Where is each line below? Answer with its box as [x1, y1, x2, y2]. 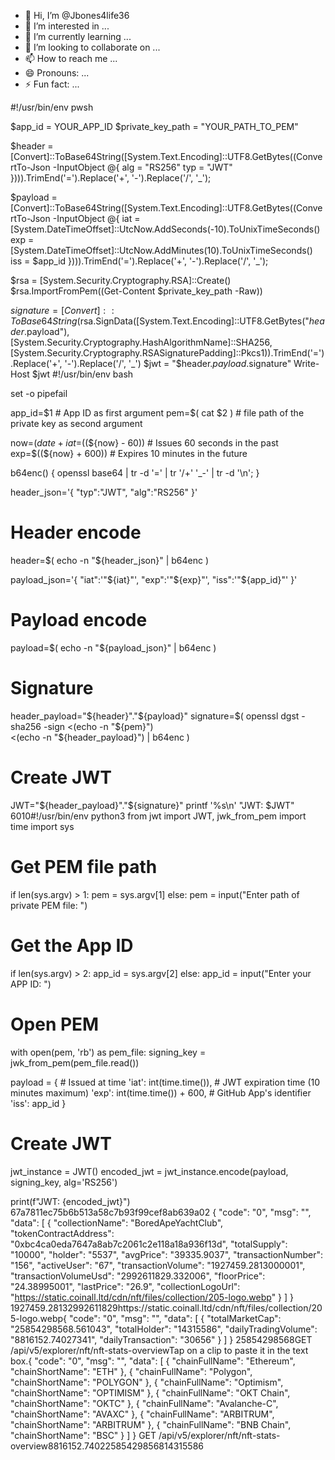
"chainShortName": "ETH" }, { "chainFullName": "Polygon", [10, 1365, 253, 1377]
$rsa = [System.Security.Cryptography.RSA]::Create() [10, 275, 232, 286]
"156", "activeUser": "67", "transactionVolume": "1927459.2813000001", [10, 1259, 306, 1271]
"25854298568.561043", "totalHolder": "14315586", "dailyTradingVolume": [10, 1323, 318, 1335]
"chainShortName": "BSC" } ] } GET [10, 1429, 157, 1441]
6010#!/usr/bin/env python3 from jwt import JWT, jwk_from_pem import [10, 810, 307, 822]
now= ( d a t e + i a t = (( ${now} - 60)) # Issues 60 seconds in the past [10, 437, 279, 449]
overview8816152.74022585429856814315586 [10, 1440, 205, 1452]
